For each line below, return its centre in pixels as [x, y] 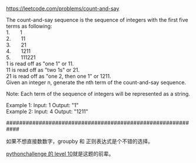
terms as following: [29, 26]
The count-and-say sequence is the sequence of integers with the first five [97, 20]
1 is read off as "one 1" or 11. [40, 64]
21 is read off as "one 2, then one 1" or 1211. [59, 76]
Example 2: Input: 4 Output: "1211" [47, 112]
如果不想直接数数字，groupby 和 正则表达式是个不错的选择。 [79, 141]
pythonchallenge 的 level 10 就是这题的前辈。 [60, 154]
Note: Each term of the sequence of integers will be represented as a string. [98, 94]
